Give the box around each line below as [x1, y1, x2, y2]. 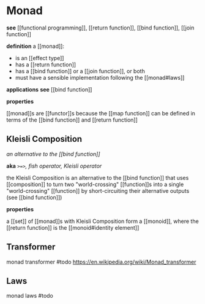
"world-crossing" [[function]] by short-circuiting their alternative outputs [6, 187, 190, 194]
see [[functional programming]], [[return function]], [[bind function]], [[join [6, 24, 195, 31]
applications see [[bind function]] [6, 85, 92, 93]
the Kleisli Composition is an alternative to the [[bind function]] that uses [6, 174, 189, 181]
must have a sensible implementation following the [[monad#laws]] [15, 74, 185, 81]
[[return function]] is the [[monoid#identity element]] [6, 224, 140, 231]
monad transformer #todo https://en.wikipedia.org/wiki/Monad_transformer [6, 258, 196, 265]
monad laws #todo [6, 292, 54, 300]
